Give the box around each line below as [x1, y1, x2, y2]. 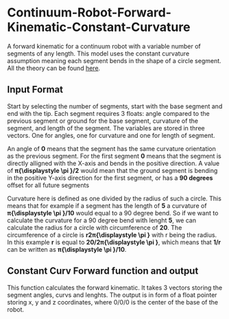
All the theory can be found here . [7, 64, 101, 72]
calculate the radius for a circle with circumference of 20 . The [7, 223, 182, 231]
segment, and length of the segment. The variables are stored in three [7, 123, 206, 132]
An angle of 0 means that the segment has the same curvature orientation [7, 144, 216, 152]
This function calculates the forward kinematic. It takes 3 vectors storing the [7, 283, 223, 292]
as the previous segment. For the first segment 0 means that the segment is [7, 152, 221, 160]
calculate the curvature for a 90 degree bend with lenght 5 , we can [7, 216, 197, 224]
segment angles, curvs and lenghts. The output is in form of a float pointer [7, 290, 217, 299]
